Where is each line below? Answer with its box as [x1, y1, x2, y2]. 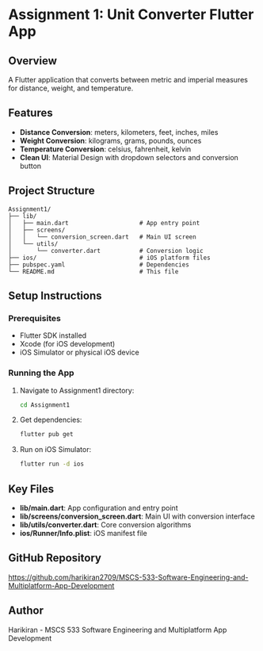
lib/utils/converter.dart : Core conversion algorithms [19, 520, 192, 530]
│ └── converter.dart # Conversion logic [8, 247, 204, 255]
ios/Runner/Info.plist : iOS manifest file [19, 529, 148, 538]
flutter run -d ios [19, 460, 85, 469]
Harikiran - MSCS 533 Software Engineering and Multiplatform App [8, 625, 227, 634]
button [19, 161, 42, 170]
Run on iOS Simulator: [19, 445, 92, 454]
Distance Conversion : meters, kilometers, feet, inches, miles [19, 127, 219, 136]
